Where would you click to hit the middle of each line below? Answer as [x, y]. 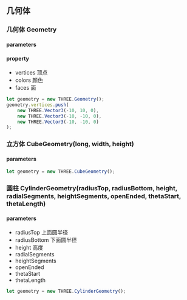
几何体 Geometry [32, 30]
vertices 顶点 [31, 73]
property [18, 58]
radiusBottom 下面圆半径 [46, 240]
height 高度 [29, 248]
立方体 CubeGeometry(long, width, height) [70, 144]
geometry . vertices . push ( [38, 105]
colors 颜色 [29, 80]
